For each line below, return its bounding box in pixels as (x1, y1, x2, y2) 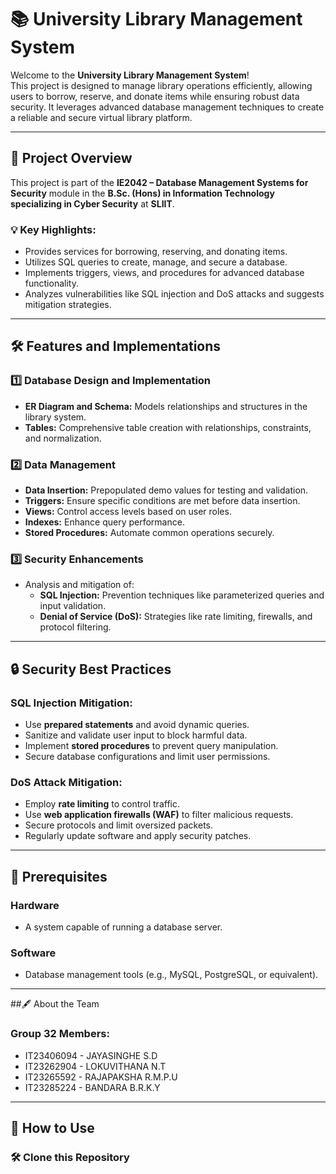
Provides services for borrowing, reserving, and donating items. (24, 246, 288, 258)
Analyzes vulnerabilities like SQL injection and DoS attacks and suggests (24, 288, 325, 300)
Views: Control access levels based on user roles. (24, 506, 232, 518)
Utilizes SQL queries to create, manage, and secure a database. (24, 256, 288, 268)
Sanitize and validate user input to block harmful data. (24, 729, 248, 741)
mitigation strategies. (24, 299, 112, 311)
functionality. (24, 277, 79, 290)
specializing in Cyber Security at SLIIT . (10, 197, 175, 210)
